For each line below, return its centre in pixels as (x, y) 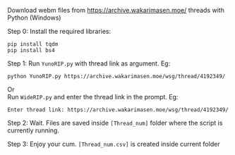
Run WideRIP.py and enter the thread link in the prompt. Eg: (93, 97)
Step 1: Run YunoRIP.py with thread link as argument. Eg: (89, 63)
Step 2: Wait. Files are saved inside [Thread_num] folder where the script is (115, 123)
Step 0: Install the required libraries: (59, 31)
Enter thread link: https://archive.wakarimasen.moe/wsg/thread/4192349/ (118, 110)
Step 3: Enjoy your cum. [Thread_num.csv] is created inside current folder (114, 144)
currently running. (34, 130)
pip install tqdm (33, 44)
